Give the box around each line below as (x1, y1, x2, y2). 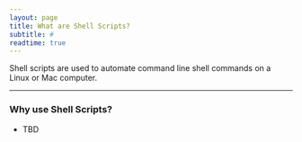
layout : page (9, 13, 58, 22)
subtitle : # (9, 30, 54, 39)
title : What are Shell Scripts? (9, 22, 130, 31)
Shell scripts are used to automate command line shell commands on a (9, 63, 271, 74)
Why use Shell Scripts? (9, 103, 112, 116)
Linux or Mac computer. (9, 73, 98, 84)
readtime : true (9, 38, 67, 48)
